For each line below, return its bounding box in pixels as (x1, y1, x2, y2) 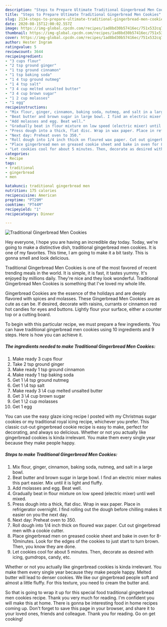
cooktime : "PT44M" (5, 202, 43, 207)
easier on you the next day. (12, 512, 68, 518)
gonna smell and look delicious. (5, 255, 70, 261)
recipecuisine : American (5, 193, 57, 198)
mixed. (12, 496, 26, 502)
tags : (5, 160, 16, 165)
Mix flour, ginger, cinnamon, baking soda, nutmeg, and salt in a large (12, 464, 153, 470)
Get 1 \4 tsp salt (12, 383, 45, 389)
